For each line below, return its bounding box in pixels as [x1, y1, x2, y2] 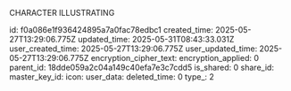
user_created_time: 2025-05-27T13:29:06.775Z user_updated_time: [9, 43, 258, 54]
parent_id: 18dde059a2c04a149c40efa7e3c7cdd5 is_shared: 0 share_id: [9, 62, 275, 72]
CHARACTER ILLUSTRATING [9, 8, 115, 18]
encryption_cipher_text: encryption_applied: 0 [90, 53, 260, 63]
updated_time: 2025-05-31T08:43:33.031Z [78, 34, 235, 44]
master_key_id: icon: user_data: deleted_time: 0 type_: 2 [9, 72, 214, 82]
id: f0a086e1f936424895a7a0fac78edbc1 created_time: [9, 25, 214, 34]
